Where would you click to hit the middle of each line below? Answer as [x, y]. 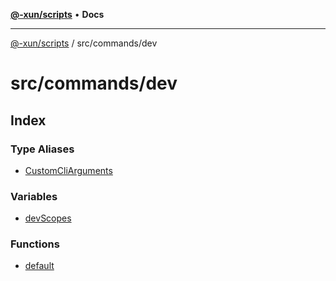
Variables [34, 196]
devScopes [48, 218]
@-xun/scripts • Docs [57, 14]
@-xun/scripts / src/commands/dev [84, 43]
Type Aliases [42, 149]
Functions [35, 244]
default [39, 266]
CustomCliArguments [68, 170]
